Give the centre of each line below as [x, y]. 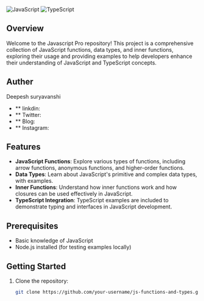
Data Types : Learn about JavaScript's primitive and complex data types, [106, 174]
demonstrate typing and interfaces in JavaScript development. [93, 207]
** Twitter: [28, 115]
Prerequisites [32, 226]
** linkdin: [28, 108]
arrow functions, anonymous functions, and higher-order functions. [100, 168]
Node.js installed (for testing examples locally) [73, 247]
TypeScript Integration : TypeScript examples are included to [92, 200]
